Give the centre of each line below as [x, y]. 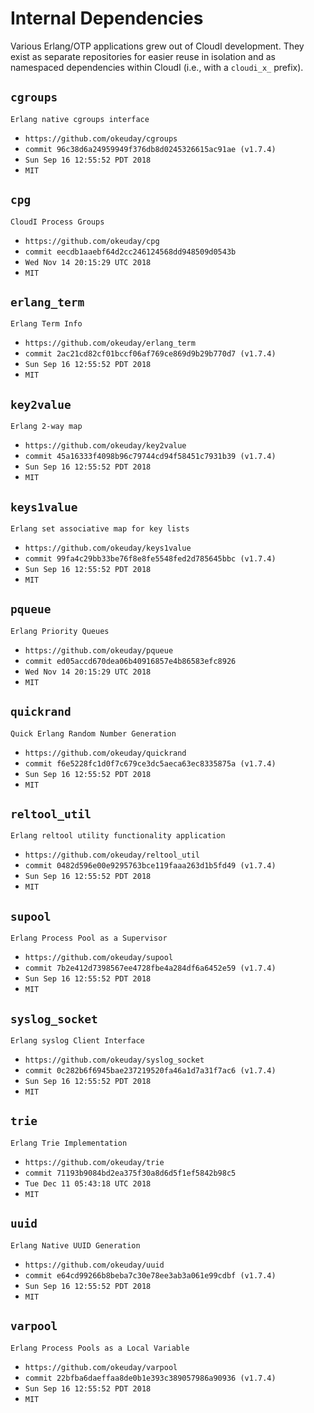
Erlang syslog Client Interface [77, 1041]
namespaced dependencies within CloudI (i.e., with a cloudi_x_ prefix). [157, 67]
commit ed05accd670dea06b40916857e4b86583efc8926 [130, 661]
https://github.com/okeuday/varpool [101, 1367]
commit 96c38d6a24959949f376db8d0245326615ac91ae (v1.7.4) [150, 149]
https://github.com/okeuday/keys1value [108, 548]
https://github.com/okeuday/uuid [94, 1265]
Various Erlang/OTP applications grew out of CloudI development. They [157, 46]
